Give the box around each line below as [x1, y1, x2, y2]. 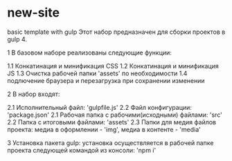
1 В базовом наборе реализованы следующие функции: [7, 48, 172, 57]
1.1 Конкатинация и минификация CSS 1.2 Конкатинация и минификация [7, 61, 220, 70]
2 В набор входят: [7, 90, 60, 98]
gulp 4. [7, 35, 28, 43]
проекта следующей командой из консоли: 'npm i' [7, 146, 157, 154]
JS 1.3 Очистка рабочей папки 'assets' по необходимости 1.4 [7, 69, 188, 77]
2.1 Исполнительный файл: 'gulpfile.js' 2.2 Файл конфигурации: [7, 103, 193, 111]
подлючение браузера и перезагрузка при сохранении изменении [7, 76, 206, 84]
